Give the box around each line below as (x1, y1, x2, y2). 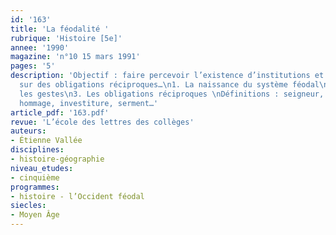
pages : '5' (10, 61, 56, 71)
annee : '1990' (10, 42, 70, 53)
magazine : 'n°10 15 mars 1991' (10, 52, 141, 62)
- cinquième (10, 172, 60, 183)
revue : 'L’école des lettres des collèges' (10, 117, 195, 127)
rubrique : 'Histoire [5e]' (10, 33, 123, 43)
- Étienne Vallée (10, 136, 83, 146)
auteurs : (10, 126, 47, 136)
